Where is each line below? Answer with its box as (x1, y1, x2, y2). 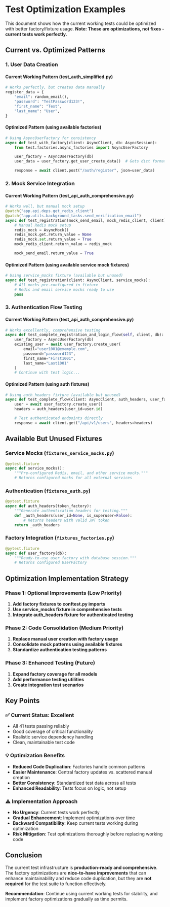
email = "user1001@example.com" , (23, 347, 90, 352)
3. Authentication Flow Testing (5, 304, 82, 311)
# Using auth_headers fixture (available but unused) (5, 392, 121, 397)
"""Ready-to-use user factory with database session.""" (14, 555, 137, 560)
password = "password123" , (23, 351, 76, 356)
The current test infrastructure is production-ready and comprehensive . (5, 864, 158, 870)
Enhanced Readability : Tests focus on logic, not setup (12, 785, 126, 791)
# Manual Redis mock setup (14, 222, 71, 228)
